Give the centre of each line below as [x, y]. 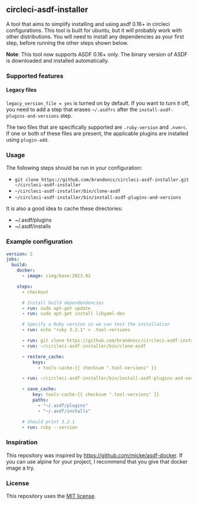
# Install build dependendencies [63, 303]
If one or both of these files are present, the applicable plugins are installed [97, 133]
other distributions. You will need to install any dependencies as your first [95, 36]
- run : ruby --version [49, 427]
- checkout [35, 292]
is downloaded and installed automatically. [58, 60]
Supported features [35, 76]
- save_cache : [39, 389]
